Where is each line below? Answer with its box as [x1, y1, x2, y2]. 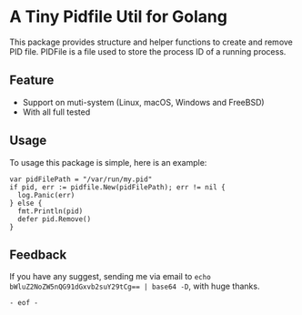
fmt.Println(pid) [17, 207, 84, 216]
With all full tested [22, 107, 91, 117]
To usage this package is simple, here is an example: [9, 157, 207, 168]
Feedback [9, 247, 67, 262]
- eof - [9, 299, 39, 308]
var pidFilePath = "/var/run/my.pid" [9, 175, 153, 184]
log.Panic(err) [17, 190, 75, 199]
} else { [9, 198, 43, 208]
